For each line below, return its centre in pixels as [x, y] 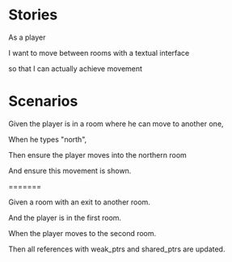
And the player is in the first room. [65, 218]
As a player [27, 37]
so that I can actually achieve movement [76, 68]
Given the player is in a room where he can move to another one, [116, 124]
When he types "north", [48, 139]
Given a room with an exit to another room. [80, 202]
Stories [33, 15]
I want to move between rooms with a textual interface [99, 53]
